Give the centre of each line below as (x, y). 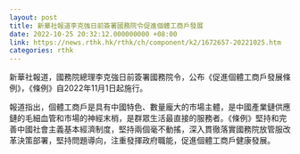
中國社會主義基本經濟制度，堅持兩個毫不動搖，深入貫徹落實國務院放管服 (150, 129)
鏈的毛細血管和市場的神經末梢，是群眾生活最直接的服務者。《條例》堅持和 (144, 118)
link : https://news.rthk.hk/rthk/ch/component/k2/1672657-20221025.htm (145, 42)
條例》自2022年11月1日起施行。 (90, 88)
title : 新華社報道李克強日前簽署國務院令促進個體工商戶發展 (106, 26)
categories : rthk (42, 51)
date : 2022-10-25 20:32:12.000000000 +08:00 (93, 34)
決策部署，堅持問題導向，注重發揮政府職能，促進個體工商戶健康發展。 (146, 141)
